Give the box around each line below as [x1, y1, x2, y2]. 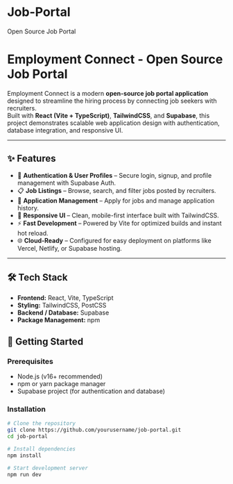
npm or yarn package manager [17, 380, 106, 388]
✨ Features [7, 153, 56, 165]
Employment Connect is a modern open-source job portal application [7, 89, 209, 97]
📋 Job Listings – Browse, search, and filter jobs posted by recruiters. [17, 186, 216, 194]
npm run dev [7, 471, 42, 478]
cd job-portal [7, 433, 49, 440]
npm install [7, 452, 42, 459]
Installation [7, 404, 46, 414]
